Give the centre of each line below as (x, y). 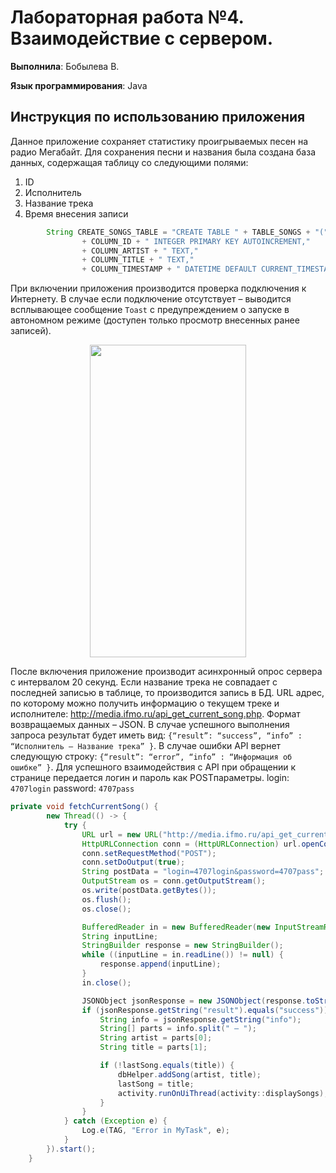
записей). (31, 331)
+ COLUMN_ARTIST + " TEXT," (140, 251)
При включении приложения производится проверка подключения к (158, 288)
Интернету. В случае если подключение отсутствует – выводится (151, 299)
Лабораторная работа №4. (127, 17)
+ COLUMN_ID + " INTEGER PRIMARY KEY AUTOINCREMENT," (196, 241)
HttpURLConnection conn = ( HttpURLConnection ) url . (191, 844)
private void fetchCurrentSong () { (84, 807)
